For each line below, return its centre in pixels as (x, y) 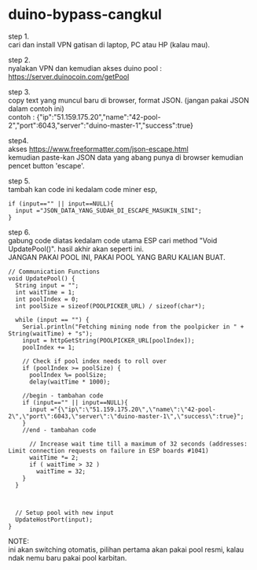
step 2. (20, 60)
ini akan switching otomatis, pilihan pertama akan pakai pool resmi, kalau (126, 550)
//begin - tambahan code (63, 395)
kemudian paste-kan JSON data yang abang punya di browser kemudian (126, 157)
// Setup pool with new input (64, 513)
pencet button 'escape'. (46, 165)
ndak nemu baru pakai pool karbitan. (68, 557)
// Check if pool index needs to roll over (95, 361)
